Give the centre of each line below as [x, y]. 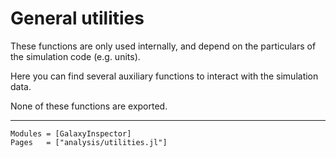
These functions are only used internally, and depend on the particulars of [163, 46]
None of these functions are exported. [89, 106]
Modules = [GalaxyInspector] [71, 133]
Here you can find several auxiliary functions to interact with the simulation [164, 76]
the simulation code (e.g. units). [75, 56]
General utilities [77, 18]
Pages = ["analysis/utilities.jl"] [89, 142]
